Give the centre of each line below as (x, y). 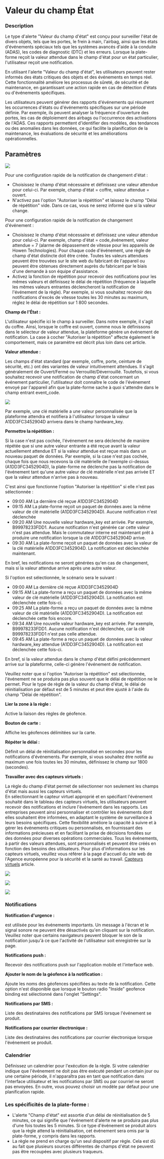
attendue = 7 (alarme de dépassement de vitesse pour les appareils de (83, 246)
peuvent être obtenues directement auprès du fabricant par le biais (80, 266)
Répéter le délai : (22, 742)
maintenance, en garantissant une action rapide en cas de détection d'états (81, 88)
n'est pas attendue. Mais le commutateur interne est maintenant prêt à (83, 533)
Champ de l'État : (23, 312)
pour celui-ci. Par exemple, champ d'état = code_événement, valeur (80, 240)
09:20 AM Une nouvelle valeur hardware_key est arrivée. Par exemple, (83, 522)
